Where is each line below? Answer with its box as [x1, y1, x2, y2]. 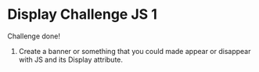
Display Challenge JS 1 [7, 5, 158, 23]
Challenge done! [7, 31, 60, 41]
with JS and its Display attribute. [18, 55, 123, 64]
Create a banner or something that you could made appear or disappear [18, 46, 251, 56]
